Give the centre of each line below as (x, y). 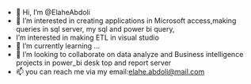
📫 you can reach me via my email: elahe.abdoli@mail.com (110, 72)
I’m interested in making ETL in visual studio (87, 37)
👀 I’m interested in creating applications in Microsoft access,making (126, 21)
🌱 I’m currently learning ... (58, 46)
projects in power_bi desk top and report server (93, 63)
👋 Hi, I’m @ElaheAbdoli (53, 12)
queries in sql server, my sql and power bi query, (95, 29)
